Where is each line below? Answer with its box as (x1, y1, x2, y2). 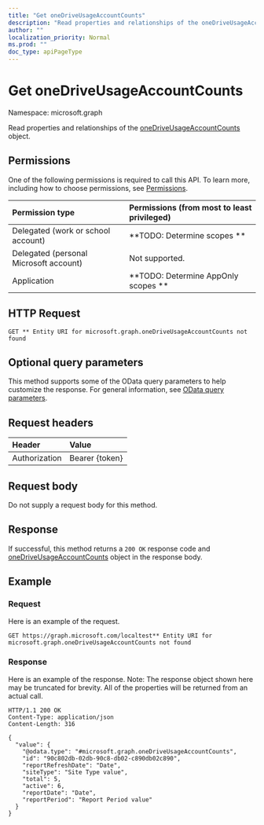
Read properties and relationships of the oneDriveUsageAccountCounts (8, 123, 240, 132)
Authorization (12, 453, 62, 464)
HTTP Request (8, 307, 81, 321)
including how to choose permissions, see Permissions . (8, 183, 189, 192)
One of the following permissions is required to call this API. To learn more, (8, 174, 251, 185)
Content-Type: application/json (8, 713, 114, 721)
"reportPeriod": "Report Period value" (22, 795, 153, 804)
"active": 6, (22, 782, 65, 790)
